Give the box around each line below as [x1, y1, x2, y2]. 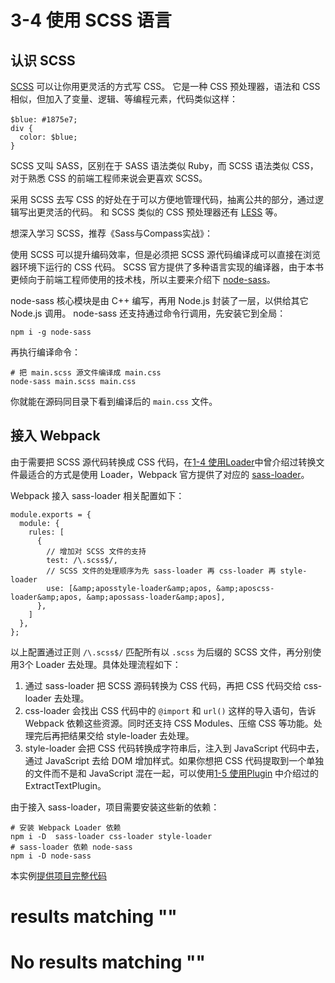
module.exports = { [10, 509, 92, 520]
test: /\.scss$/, [46, 555, 118, 565]
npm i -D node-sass [10, 851, 92, 861]
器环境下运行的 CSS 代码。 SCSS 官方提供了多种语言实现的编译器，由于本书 [10, 261, 325, 273]
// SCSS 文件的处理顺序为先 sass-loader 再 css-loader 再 [46, 566, 277, 576]
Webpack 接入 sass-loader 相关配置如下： [10, 489, 185, 501]
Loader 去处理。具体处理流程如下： [35, 658, 182, 670]
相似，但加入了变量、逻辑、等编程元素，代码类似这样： [10, 93, 238, 105]
